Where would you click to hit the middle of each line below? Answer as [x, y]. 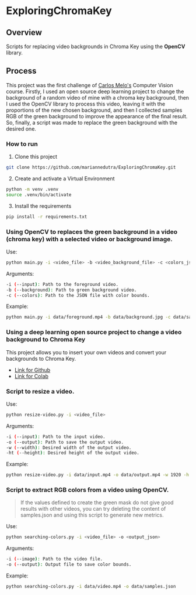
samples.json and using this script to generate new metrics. [92, 515]
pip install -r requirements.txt [47, 217]
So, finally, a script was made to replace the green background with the [92, 122]
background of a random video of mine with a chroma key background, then [98, 97]
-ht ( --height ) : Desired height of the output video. [73, 453]
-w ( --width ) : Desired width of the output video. [69, 447]
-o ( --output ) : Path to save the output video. [65, 442]
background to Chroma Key [46, 340]
